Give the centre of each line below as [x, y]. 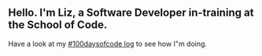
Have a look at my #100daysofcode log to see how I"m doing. [107, 44]
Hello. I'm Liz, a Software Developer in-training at [131, 13]
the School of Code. [58, 25]
